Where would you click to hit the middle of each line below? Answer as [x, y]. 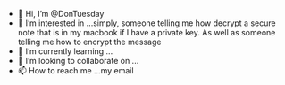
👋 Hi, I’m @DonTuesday [61, 14]
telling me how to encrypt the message [89, 42]
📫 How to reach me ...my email [75, 70]
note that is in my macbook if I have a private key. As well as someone [147, 32]
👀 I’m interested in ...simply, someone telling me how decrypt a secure [147, 23]
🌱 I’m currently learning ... [65, 51]
